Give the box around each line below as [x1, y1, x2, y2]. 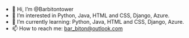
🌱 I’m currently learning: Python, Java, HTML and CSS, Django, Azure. [11, 18, 184, 25]
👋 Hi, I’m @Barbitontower [11, 6, 74, 12]
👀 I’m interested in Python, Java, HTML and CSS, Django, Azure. [11, 12, 170, 19]
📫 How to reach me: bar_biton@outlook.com [11, 25, 123, 32]
